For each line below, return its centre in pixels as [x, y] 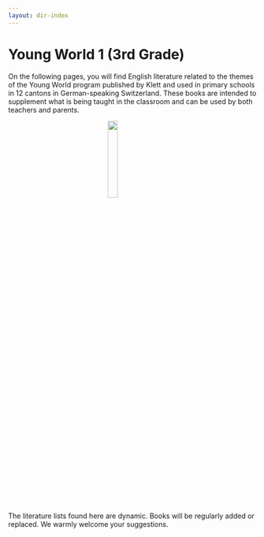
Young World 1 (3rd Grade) [97, 54]
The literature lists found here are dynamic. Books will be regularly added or [131, 516]
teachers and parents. [44, 109]
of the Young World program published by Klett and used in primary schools [132, 84]
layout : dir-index [38, 15]
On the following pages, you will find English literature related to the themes [131, 76]
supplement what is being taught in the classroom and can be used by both [130, 101]
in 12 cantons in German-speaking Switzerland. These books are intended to [132, 93]
